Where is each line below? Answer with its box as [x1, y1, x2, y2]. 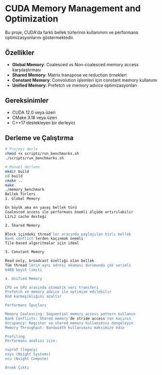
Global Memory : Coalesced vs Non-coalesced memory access [12, 61, 139, 67]
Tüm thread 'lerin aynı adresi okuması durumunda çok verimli [5, 262, 131, 268]
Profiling [5, 334, 25, 339]
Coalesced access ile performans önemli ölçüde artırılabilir [5, 209, 133, 214]
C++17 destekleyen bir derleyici [12, 120, 76, 126]
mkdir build [5, 169, 29, 174]
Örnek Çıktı [5, 365, 29, 370]
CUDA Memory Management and [5, 3, 141, 14]
